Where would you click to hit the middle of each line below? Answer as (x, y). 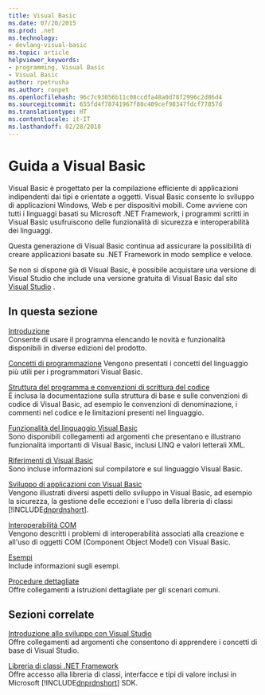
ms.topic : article (39, 53)
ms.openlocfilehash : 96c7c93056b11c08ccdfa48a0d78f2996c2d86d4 (115, 97)
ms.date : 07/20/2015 (43, 23)
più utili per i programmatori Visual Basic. (76, 372)
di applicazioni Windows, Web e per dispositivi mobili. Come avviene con (128, 205)
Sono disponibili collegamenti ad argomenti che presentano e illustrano (125, 436)
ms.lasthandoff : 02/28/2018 (55, 127)
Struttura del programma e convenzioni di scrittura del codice (109, 387)
